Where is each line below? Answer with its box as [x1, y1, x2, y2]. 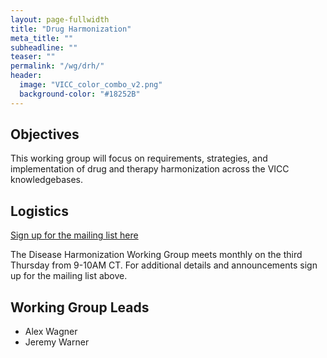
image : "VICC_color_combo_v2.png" [19, 80, 163, 90]
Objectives [10, 126, 80, 143]
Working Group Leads [10, 299, 150, 316]
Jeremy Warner [24, 336, 90, 348]
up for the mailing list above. [10, 270, 128, 282]
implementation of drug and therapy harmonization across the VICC [10, 163, 290, 175]
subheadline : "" [10, 42, 78, 53]
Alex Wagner [24, 326, 78, 338]
